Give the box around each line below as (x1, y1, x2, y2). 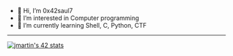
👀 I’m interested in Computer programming (17, 14, 139, 22)
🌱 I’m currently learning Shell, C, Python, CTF (17, 21, 147, 29)
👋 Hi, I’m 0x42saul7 (17, 7, 73, 15)
